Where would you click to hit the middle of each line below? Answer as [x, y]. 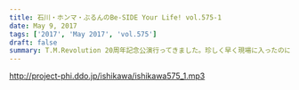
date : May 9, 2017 [43, 26]
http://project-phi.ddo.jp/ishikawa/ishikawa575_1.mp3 [107, 76]
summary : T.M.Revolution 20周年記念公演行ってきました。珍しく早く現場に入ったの [147, 51]
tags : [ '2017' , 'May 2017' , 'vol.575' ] [83, 34]
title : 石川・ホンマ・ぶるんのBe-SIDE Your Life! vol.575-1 [116, 17]
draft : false [33, 42]
